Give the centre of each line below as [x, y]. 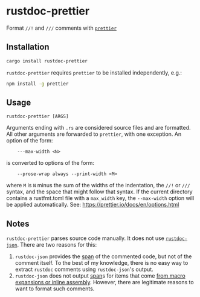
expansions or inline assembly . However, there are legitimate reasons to [105, 282]
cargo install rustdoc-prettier [47, 61]
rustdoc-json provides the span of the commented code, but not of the [103, 256]
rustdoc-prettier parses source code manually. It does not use [85, 238]
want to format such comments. [55, 289]
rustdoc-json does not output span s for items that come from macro [100, 276]
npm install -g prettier [37, 84]
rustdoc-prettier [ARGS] [37, 116]
